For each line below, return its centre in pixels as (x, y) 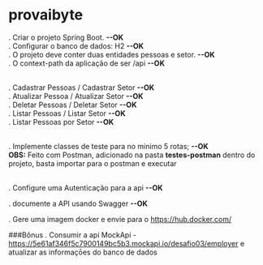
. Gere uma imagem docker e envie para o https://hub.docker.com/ (120, 219)
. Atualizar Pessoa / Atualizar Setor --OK (76, 96)
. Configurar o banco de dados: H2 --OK (76, 45)
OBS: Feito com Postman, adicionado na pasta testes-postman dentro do (132, 155)
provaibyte (46, 15)
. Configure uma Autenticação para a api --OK (86, 187)
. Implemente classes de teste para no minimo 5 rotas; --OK (108, 146)
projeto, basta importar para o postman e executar (93, 163)
